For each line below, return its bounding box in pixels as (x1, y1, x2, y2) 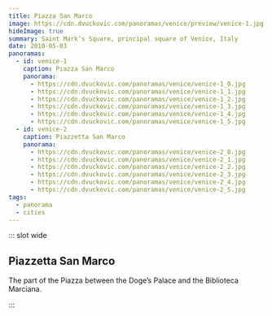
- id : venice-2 (15, 125, 68, 133)
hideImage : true (8, 27, 64, 35)
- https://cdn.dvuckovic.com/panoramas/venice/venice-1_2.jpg (29, 95, 246, 103)
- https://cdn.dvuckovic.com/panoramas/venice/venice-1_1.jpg (29, 87, 246, 96)
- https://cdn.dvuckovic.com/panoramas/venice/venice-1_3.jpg (29, 102, 246, 110)
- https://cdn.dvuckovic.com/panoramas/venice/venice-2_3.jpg (29, 171, 246, 179)
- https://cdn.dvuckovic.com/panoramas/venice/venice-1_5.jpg (29, 118, 246, 126)
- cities (15, 208, 46, 216)
